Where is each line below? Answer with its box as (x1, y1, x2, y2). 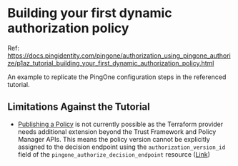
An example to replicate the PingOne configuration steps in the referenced (7, 73, 227, 81)
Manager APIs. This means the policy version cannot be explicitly (17, 135, 211, 143)
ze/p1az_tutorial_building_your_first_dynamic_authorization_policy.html (7, 58, 214, 67)
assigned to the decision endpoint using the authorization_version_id (17, 142, 226, 151)
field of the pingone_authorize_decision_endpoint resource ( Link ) (17, 150, 211, 158)
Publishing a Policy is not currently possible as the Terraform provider (17, 120, 224, 128)
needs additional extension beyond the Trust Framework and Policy (17, 127, 217, 136)
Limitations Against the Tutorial (7, 101, 150, 113)
